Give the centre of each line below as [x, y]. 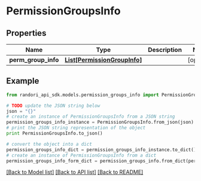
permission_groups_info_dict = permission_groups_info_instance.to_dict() [101, 150]
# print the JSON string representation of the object [76, 128]
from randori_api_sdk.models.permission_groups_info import [83, 95]
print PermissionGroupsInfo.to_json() [54, 134]
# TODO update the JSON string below [53, 106]
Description [165, 50]
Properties [26, 33]
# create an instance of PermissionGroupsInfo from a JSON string [91, 117]
